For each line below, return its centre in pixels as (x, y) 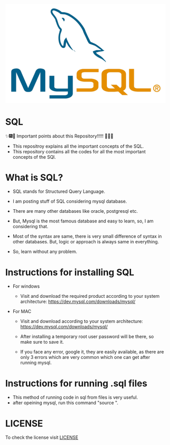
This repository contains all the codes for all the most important (79, 151)
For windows (26, 286)
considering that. (30, 227)
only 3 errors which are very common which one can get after (85, 357)
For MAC (22, 312)
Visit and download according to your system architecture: (82, 321)
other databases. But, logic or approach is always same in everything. (86, 242)
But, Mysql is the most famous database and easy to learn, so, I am (83, 221)
